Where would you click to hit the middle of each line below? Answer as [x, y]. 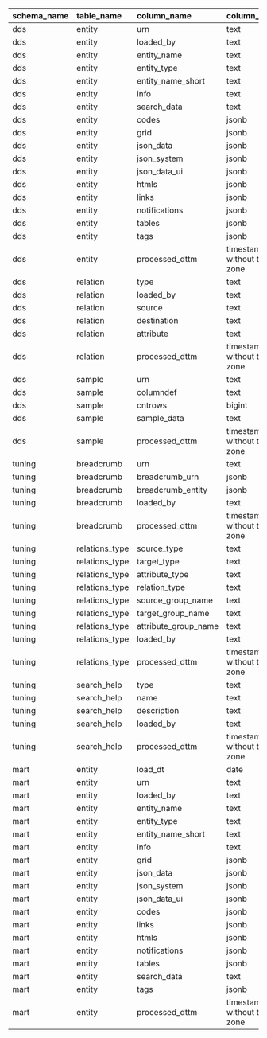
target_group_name [173, 613]
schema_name [41, 16]
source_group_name [174, 600]
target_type [158, 562]
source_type [160, 548]
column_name [164, 16]
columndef [157, 392]
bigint [237, 405]
